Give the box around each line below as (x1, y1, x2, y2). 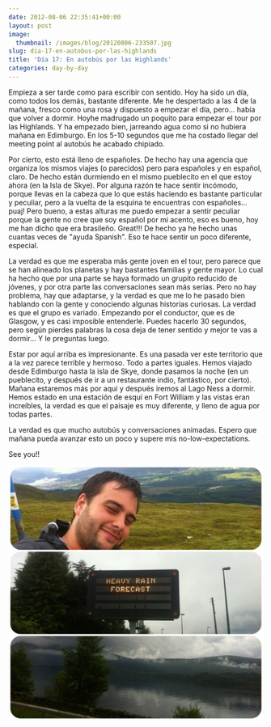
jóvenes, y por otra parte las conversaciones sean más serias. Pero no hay (8, 281, 257, 291)
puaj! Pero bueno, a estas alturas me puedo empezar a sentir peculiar (8, 206, 240, 216)
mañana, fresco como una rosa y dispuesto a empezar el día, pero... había (8, 104, 256, 114)
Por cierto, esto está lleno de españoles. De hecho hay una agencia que (8, 154, 248, 164)
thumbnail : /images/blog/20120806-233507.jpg (15, 39, 172, 47)
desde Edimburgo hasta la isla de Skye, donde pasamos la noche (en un (8, 366, 249, 376)
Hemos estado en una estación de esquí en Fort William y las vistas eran (8, 392, 251, 402)
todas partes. (8, 409, 53, 419)
